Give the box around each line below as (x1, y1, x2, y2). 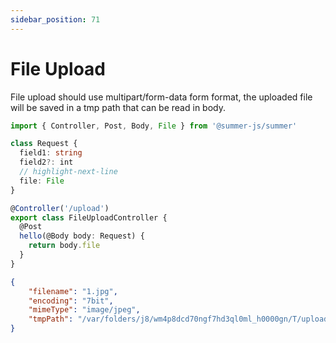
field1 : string (19, 148, 83, 158)
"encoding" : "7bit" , (28, 296, 114, 306)
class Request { (10, 139, 78, 149)
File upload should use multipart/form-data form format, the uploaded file (10, 91, 313, 103)
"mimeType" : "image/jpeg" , (28, 305, 141, 315)
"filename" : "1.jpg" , (28, 286, 118, 296)
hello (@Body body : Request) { (19, 231, 145, 241)
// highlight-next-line (19, 167, 118, 177)
